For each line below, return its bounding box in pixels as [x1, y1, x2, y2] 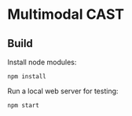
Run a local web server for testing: [7, 86, 119, 96]
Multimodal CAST [7, 5, 125, 24]
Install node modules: [7, 57, 77, 67]
